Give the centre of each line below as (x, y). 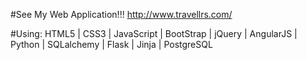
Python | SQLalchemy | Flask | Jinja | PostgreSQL (111, 44)
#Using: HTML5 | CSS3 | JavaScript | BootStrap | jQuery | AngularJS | (154, 33)
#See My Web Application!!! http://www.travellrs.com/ (121, 14)
